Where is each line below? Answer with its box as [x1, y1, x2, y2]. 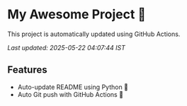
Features [7, 64, 47, 76]
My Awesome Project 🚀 [7, 6, 147, 23]
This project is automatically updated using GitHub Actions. [7, 30, 181, 38]
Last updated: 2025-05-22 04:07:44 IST [7, 43, 126, 52]
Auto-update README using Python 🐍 [17, 83, 129, 91]
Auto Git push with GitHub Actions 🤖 [17, 90, 124, 98]
